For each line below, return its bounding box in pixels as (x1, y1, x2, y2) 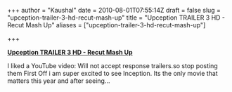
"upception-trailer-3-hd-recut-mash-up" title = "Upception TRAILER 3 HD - (7, 13, 226, 22)
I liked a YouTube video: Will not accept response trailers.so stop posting (7, 62, 218, 70)
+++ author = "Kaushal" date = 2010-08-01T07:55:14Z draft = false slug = (7, 6, 221, 14)
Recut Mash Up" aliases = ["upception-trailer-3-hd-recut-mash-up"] (7, 21, 206, 29)
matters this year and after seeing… (7, 77, 110, 85)
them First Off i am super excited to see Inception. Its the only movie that (7, 70, 218, 77)
